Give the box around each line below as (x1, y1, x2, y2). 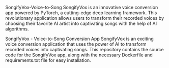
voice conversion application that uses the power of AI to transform (5, 41, 147, 47)
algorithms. (5, 26, 29, 32)
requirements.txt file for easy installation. (5, 57, 91, 63)
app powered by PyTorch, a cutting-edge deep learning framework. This (5, 10, 157, 16)
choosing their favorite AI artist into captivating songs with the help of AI (5, 20, 157, 26)
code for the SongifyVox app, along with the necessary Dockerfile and (5, 52, 153, 58)
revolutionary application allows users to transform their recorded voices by (5, 15, 164, 21)
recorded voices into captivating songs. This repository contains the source (5, 47, 164, 52)
